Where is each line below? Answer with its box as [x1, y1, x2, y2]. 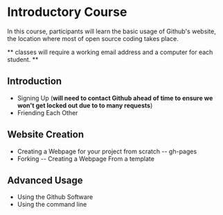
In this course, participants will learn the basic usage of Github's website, [7, 27, 217, 35]
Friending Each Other [17, 108, 78, 117]
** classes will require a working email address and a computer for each [7, 48, 213, 56]
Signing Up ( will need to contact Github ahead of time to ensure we [17, 94, 213, 102]
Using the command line [17, 200, 87, 209]
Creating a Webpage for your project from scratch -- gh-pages [17, 147, 197, 155]
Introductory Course [7, 4, 127, 20]
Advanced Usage [7, 174, 83, 186]
